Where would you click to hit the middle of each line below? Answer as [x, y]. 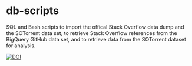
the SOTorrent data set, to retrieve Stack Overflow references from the [92, 33]
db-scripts [33, 11]
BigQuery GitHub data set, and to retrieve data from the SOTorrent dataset [96, 39]
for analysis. [21, 46]
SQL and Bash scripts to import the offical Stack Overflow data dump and [95, 27]
